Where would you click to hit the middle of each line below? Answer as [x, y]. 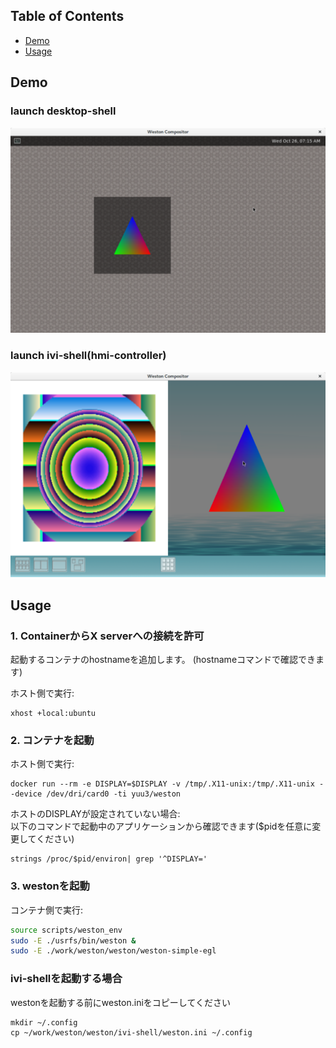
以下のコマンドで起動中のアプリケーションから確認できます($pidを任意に [161, 826]
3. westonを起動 [50, 886]
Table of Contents [67, 16]
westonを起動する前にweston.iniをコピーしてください [120, 1002]
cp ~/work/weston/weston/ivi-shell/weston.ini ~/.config [131, 1032]
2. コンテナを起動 [52, 740]
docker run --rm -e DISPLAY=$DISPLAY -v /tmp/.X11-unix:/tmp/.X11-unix [162, 784]
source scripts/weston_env [66, 930]
